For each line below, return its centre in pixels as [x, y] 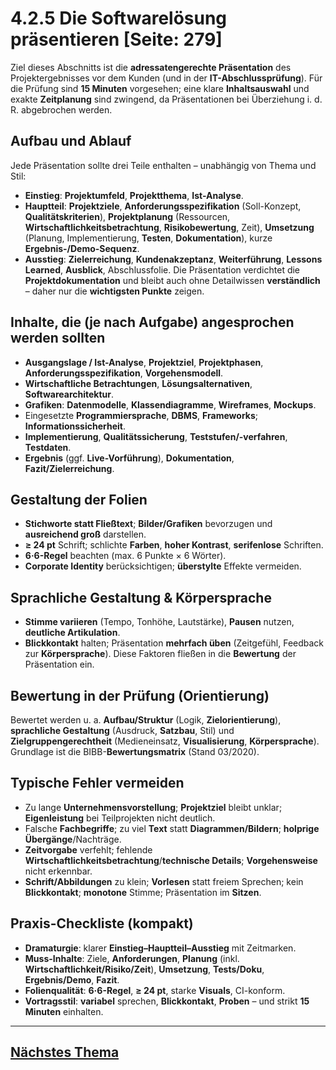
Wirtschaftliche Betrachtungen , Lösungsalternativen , [138, 383]
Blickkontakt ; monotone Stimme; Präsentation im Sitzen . [143, 892]
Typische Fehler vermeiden [97, 783]
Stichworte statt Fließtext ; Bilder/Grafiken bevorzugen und [148, 524]
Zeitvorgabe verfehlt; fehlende [88, 849]
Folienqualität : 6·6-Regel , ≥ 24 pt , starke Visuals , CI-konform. [155, 990]
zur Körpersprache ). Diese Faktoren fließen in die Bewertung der [160, 654]
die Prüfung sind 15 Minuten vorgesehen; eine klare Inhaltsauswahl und [160, 88]
